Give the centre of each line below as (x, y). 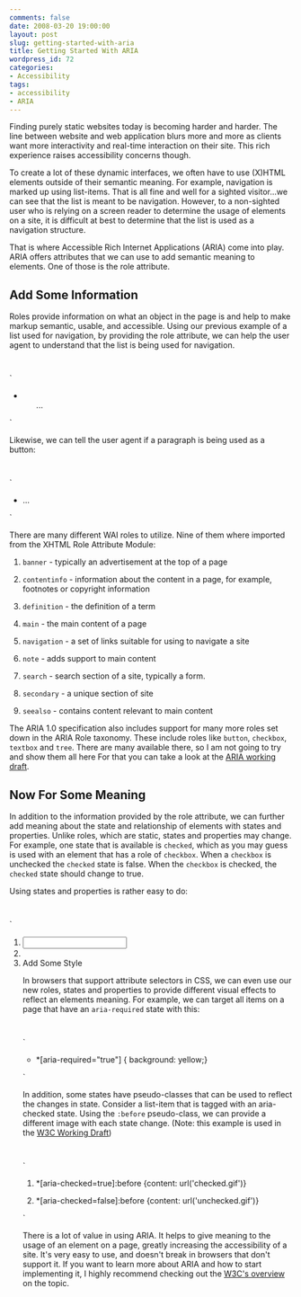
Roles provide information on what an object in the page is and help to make (150, 316)
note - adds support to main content (89, 659)
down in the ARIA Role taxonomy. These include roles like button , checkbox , (148, 738)
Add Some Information (74, 294)
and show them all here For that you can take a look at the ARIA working (143, 757)
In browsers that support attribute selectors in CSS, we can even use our (157, 980)
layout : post (34, 34)
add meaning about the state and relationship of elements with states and (146, 826)
